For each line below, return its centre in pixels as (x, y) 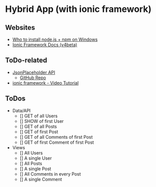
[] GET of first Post (39, 132)
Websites (20, 28)
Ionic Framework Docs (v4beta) (45, 45)
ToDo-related (26, 60)
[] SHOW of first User (42, 121)
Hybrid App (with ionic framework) (78, 9)
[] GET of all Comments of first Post (56, 137)
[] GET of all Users (39, 116)
